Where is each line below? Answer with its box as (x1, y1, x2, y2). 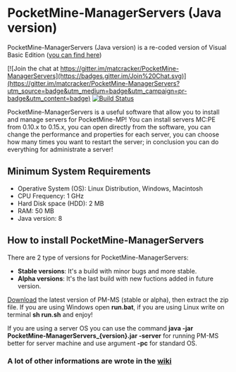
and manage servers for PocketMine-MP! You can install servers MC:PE (7, 115, 216, 124)
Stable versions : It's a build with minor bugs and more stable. (17, 267, 197, 275)
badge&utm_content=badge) (7, 94, 91, 103)
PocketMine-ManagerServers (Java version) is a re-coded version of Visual (7, 43, 227, 51)
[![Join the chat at (7, 64, 59, 72)
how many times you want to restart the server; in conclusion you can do (7, 137, 219, 146)
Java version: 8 (17, 214, 63, 222)
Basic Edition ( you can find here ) (7, 51, 102, 59)
